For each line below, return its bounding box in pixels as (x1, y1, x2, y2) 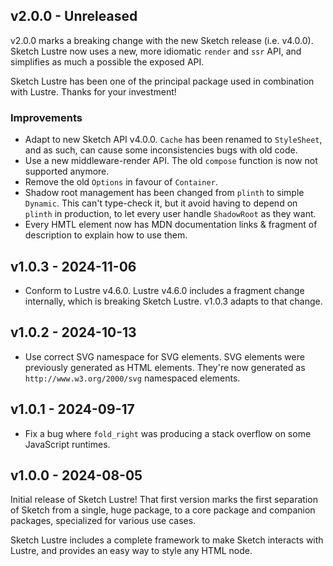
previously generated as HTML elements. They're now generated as (24, 361, 306, 373)
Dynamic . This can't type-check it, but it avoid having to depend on (24, 197, 298, 209)
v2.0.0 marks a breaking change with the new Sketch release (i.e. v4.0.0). (10, 34, 314, 46)
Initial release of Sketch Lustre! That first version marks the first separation (10, 494, 318, 506)
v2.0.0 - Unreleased (10, 8, 138, 25)
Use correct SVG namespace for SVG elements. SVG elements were (24, 350, 305, 363)
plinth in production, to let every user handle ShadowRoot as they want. (24, 208, 317, 220)
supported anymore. (24, 165, 110, 178)
